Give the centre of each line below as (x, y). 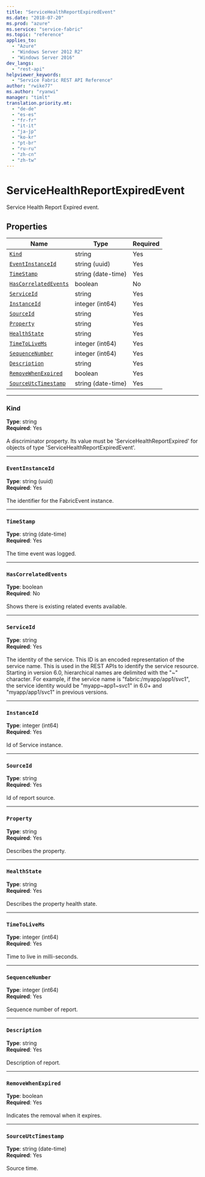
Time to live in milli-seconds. (42, 957)
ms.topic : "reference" (35, 35)
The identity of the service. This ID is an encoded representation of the (95, 660)
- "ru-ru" (24, 149)
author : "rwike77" (30, 86)
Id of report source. (31, 798)
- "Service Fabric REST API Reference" (63, 80)
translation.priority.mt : (39, 103)
